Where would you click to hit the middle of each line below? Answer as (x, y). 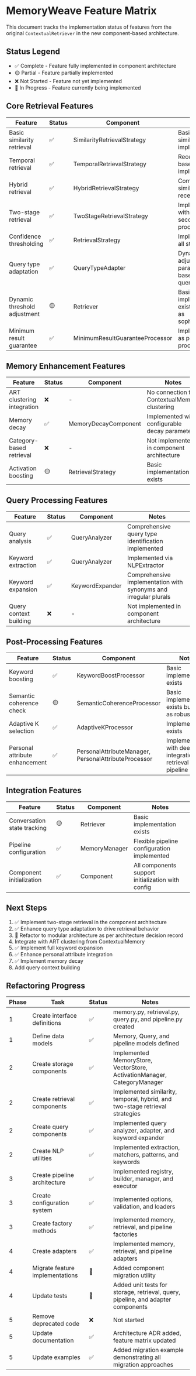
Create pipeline (53, 1175)
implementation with (155, 582)
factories (125, 1234)
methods (44, 1231)
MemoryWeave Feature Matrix (81, 11)
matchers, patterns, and (146, 1155)
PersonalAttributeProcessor (115, 759)
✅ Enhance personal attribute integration (63, 954)
